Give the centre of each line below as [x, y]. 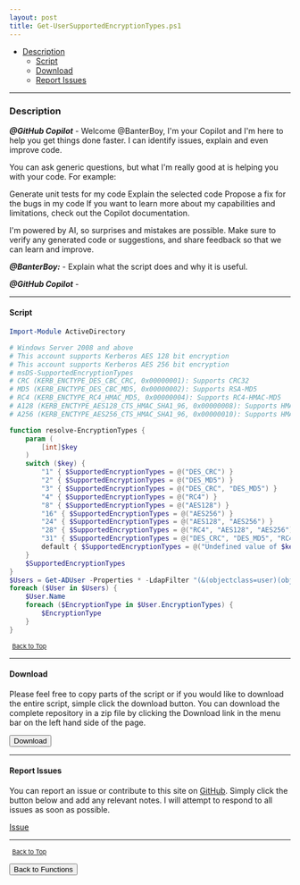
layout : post [33, 17]
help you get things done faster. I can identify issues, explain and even [139, 140]
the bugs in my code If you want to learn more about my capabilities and [142, 203]
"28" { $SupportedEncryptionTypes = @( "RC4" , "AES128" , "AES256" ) [167, 530]
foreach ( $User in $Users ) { [63, 588]
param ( [39, 439]
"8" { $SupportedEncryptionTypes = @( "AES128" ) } [135, 505]
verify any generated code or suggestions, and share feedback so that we [146, 240]
